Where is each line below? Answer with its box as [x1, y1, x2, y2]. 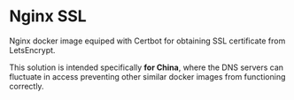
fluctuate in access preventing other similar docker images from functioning [9, 71, 286, 81]
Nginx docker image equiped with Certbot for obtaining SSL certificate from [9, 35, 286, 46]
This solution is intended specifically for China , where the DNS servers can [9, 62, 284, 73]
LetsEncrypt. [9, 44, 56, 55]
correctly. [9, 81, 44, 91]
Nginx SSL [9, 6, 87, 27]
